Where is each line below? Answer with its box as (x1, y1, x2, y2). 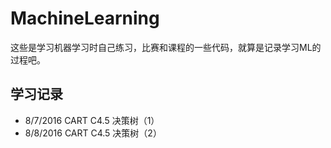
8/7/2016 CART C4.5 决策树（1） (24, 114, 160, 126)
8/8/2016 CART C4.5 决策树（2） (24, 127, 162, 139)
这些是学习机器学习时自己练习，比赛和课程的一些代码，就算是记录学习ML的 (10, 41, 322, 53)
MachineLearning (10, 7, 160, 30)
